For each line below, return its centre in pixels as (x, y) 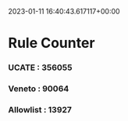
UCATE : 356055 (40, 68)
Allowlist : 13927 (40, 109)
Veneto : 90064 (39, 89)
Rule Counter (52, 43)
